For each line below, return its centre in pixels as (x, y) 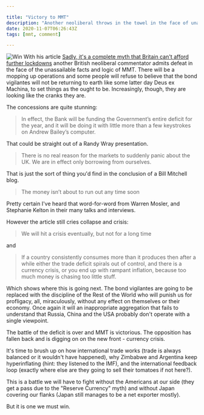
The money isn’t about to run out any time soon (80, 192)
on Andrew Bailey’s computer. (58, 132)
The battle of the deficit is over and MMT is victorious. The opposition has (99, 332)
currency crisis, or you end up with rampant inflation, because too (104, 270)
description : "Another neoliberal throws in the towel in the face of (97, 23)
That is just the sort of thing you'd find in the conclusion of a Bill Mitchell (97, 174)
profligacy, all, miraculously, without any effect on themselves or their (93, 301)
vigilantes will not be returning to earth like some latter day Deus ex (90, 83)
